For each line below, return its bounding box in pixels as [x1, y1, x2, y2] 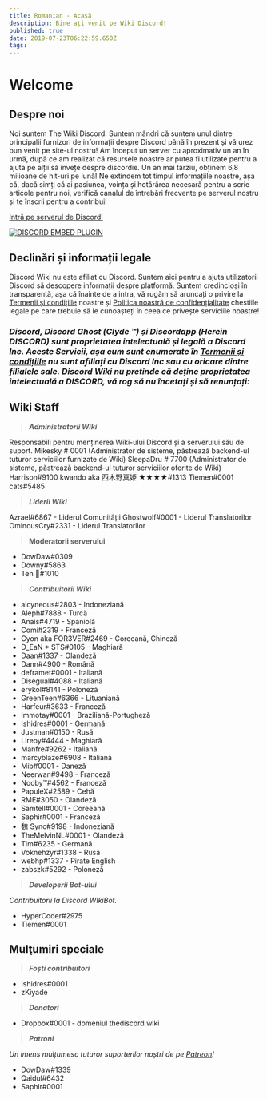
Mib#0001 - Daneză [20, 761, 86, 770]
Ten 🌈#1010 [20, 568, 59, 578]
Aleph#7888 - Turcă [20, 608, 88, 618]
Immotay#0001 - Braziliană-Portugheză [20, 710, 151, 719]
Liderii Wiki [28, 496, 67, 506]
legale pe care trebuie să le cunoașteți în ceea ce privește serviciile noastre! [9, 305, 260, 316]
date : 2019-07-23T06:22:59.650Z [9, 34, 117, 42]
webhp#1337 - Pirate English [20, 856, 116, 866]
